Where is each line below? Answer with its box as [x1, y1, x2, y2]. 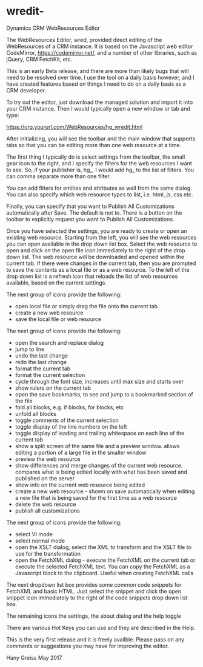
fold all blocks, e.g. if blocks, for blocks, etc [15, 403, 124, 411]
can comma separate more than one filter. [6, 172, 111, 180]
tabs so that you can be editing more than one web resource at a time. [6, 141, 182, 148]
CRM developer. [6, 86, 47, 94]
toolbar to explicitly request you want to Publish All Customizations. [6, 215, 175, 223]
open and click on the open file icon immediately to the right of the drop [6, 246, 186, 254]
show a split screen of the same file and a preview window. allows [15, 442, 180, 449]
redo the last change [15, 358, 67, 365]
